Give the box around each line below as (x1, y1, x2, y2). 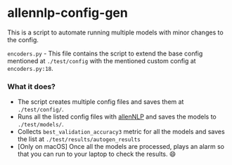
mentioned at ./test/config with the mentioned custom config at (7, 56, 196, 65)
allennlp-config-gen (7, 5, 128, 21)
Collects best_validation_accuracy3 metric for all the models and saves (17, 128, 225, 136)
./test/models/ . (17, 120, 65, 128)
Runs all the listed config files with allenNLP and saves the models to (17, 112, 217, 121)
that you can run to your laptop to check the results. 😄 (17, 150, 176, 159)
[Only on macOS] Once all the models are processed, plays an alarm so (17, 143, 225, 151)
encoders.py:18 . (7, 64, 54, 72)
